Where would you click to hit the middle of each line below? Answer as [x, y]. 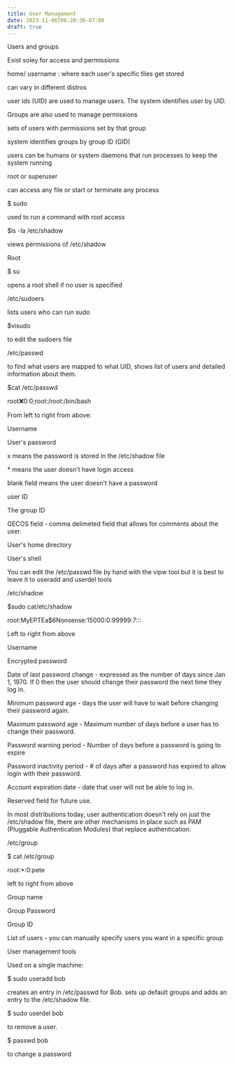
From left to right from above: [50, 415]
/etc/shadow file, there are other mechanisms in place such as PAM [104, 822]
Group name [25, 897]
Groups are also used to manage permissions [73, 115]
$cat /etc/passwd [32, 388]
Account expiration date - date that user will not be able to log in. [101, 787]
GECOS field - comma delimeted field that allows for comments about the [113, 524]
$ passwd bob [28, 1040]
